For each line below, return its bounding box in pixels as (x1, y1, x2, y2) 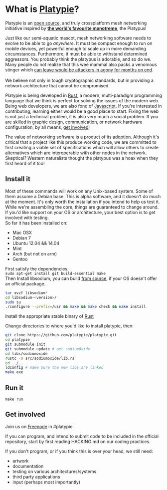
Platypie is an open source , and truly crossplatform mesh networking (5, 20, 147, 26)
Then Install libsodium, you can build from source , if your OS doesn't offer (5, 275, 157, 281)
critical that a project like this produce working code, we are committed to (5, 139, 157, 145)
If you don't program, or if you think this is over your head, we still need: (5, 448, 153, 454)
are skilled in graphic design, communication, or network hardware (5, 119, 143, 125)
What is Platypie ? (5, 3, 79, 15)
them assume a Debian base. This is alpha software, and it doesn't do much (5, 193, 161, 199)
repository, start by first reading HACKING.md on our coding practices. (5, 438, 151, 445)
